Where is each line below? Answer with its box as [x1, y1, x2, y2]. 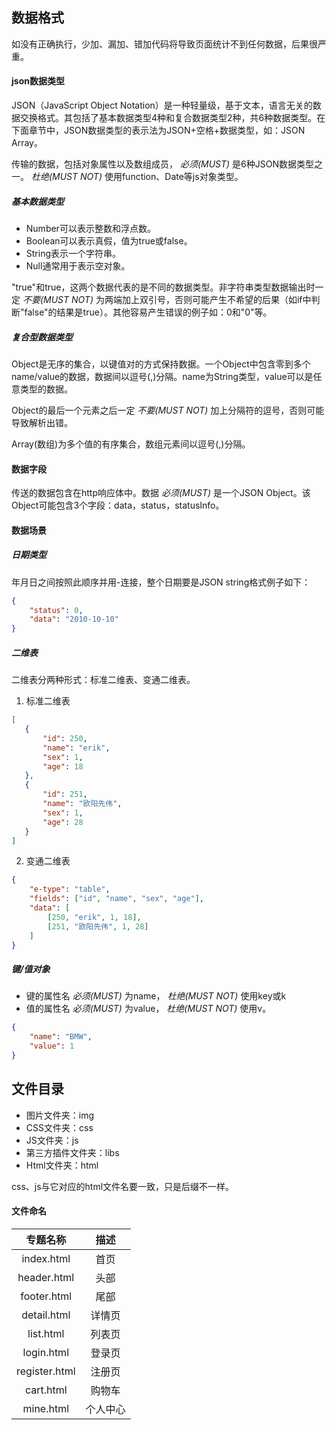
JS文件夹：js [25, 1134, 79, 1146]
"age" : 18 [42, 761, 84, 772]
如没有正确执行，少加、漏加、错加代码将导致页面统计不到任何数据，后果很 [11, 38, 318, 50]
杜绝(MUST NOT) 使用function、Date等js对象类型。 [30, 171, 244, 183]
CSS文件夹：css [25, 1121, 94, 1133]
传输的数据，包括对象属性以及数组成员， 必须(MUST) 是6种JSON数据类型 [11, 158, 315, 170]
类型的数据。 [19, 383, 73, 395]
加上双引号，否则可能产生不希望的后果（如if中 [121, 293, 312, 305]
